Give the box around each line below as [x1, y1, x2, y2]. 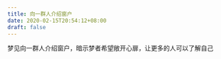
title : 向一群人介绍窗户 [7, 10, 73, 18]
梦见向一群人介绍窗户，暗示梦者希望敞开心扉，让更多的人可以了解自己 [7, 44, 214, 53]
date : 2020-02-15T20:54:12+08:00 [7, 17, 107, 24]
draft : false [7, 23, 46, 31]
